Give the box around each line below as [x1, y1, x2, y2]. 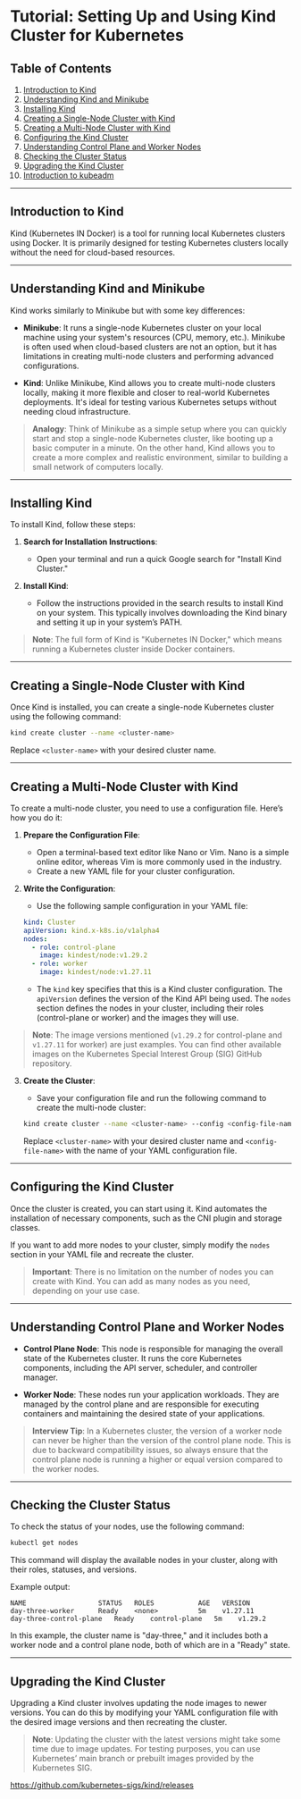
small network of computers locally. [31, 461, 164, 472]
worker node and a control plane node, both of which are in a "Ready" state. [10, 1640, 291, 1651]
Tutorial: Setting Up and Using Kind [10, 6, 276, 27]
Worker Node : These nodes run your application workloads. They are [22, 1389, 280, 1400]
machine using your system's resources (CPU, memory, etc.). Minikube [22, 332, 286, 342]
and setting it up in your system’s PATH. [36, 617, 182, 627]
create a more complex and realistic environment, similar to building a [31, 451, 288, 462]
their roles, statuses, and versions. [10, 1564, 138, 1575]
